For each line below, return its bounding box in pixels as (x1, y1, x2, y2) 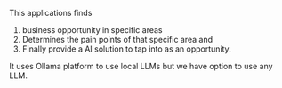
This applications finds (9, 8, 93, 18)
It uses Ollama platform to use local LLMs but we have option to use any (9, 61, 273, 71)
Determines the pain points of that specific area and (21, 35, 214, 44)
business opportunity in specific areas (21, 25, 163, 35)
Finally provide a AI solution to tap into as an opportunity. (21, 44, 231, 54)
